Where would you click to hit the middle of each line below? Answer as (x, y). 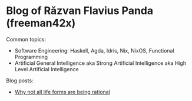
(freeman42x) (41, 23)
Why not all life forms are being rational (62, 92)
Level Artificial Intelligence (47, 69)
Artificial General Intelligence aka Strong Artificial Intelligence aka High (100, 63)
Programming (31, 57)
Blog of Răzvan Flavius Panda (80, 11)
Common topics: (26, 39)
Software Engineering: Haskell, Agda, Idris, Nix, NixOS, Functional (95, 50)
